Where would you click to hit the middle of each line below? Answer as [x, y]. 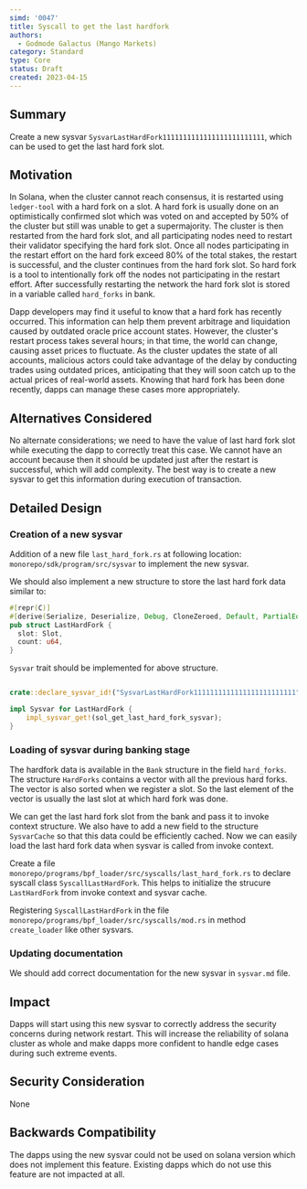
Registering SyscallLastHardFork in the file [90, 910]
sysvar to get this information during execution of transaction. [126, 479]
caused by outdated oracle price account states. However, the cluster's [144, 331]
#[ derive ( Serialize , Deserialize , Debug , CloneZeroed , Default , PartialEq [155, 616]
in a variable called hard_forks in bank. [82, 295]
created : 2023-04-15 [49, 78]
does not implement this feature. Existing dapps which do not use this [141, 1164]
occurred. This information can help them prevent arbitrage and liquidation [150, 322]
